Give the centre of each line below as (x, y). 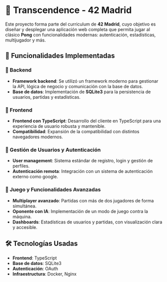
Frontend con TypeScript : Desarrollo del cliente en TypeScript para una (86, 121)
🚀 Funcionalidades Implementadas (60, 56)
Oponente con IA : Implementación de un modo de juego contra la (80, 211)
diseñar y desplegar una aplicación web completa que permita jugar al (78, 29)
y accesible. (25, 227)
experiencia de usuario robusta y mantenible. (59, 126)
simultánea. (24, 206)
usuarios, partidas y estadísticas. (46, 97)
